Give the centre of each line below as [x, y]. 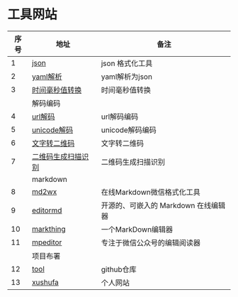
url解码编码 [120, 117]
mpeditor [47, 242]
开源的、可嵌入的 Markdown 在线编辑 [163, 205]
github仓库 [119, 269]
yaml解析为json [126, 77]
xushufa [45, 282]
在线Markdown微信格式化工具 [151, 192]
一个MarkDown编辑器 [137, 229]
